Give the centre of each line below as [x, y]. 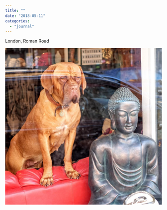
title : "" [15, 10]
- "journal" [22, 26]
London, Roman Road [27, 41]
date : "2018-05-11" [25, 16]
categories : [17, 21]
